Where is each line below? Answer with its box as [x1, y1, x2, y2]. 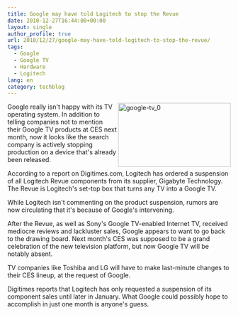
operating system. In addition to [7, 110, 101, 119]
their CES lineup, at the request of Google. [7, 271, 131, 279]
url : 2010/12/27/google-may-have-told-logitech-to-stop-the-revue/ [7, 37, 211, 44]
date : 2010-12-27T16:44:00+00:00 [7, 17, 106, 24]
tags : [7, 43, 23, 50]
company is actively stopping [7, 140, 93, 149]
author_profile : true [7, 30, 72, 38]
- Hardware [13, 63, 46, 70]
